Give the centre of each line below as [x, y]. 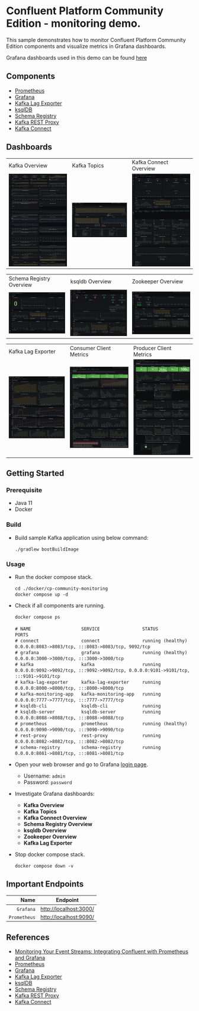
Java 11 [23, 503]
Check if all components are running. [60, 606]
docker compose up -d [41, 595]
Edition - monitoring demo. [73, 23]
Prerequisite [24, 490]
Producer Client [152, 348]
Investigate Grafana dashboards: [54, 794]
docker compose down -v [44, 866]
